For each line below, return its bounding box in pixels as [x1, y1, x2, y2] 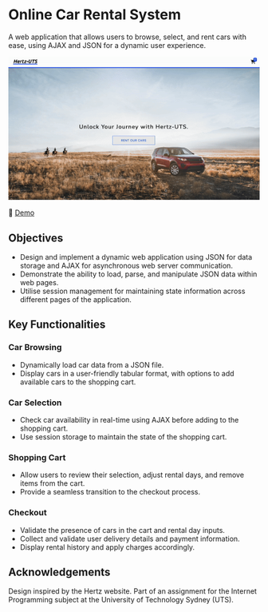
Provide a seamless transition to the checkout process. [19, 487, 201, 497]
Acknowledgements [8, 565, 111, 578]
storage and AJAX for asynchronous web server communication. [19, 261, 234, 271]
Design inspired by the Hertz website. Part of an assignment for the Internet [8, 586, 258, 596]
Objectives [8, 231, 64, 244]
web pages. [19, 278, 59, 288]
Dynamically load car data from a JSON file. [19, 360, 164, 369]
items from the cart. [19, 479, 85, 488]
